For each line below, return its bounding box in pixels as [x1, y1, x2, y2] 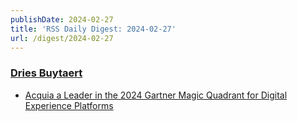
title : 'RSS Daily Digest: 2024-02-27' [10, 24, 177, 34]
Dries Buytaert [10, 66, 83, 80]
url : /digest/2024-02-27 [10, 33, 114, 43]
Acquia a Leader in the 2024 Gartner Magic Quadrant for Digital [24, 89, 288, 101]
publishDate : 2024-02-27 [10, 14, 114, 25]
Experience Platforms [24, 99, 114, 111]
